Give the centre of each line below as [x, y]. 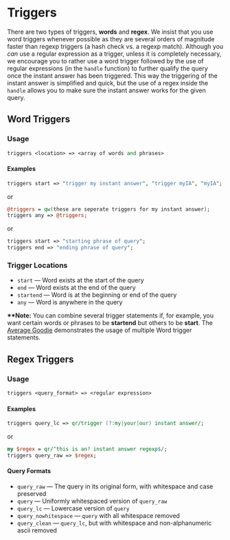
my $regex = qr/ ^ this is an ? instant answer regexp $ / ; [87, 449]
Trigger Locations [37, 265]
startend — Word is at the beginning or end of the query [97, 295]
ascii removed [37, 530]
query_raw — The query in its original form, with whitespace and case [115, 486]
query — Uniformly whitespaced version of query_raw [92, 501]
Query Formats [29, 471]
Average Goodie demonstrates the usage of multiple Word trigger [100, 330]
